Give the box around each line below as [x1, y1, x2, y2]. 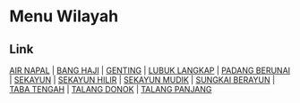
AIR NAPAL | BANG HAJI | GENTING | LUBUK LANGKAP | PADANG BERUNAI [9, 65, 291, 75]
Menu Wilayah [9, 6, 119, 27]
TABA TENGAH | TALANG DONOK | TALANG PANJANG [9, 84, 212, 94]
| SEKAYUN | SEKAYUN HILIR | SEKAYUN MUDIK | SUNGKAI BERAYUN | [9, 75, 276, 85]
